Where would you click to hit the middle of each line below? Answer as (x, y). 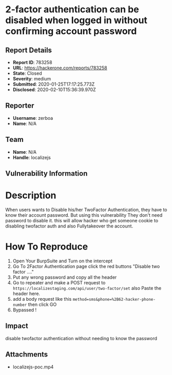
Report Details (29, 50)
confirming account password (71, 31)
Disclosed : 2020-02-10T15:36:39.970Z (54, 90)
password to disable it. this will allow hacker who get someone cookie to (82, 220)
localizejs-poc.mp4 (33, 367)
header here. (26, 294)
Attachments (27, 355)
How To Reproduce (47, 247)
